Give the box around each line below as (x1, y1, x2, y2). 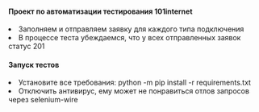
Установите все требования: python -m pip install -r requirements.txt (19, 77, 252, 88)
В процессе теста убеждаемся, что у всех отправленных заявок (19, 33, 241, 43)
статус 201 (8, 41, 45, 52)
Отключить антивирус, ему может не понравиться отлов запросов (19, 86, 250, 96)
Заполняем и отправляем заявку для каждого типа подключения (19, 24, 244, 34)
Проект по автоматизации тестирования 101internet (8, 6, 193, 16)
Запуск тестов (8, 60, 60, 69)
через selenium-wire (8, 95, 78, 105)
